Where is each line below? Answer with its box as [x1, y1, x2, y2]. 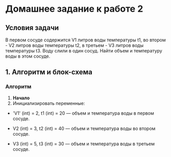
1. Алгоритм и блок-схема [5, 68, 93, 76]
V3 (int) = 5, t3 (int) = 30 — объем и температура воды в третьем [12, 141, 155, 147]
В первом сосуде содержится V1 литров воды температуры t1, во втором [5, 37, 166, 43]
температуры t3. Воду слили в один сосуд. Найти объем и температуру [5, 48, 162, 54]
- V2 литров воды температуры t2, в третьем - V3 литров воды [5, 42, 144, 48]
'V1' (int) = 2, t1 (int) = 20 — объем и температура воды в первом [12, 110, 154, 116]
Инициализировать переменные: [12, 100, 85, 106]
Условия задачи [5, 23, 59, 32]
